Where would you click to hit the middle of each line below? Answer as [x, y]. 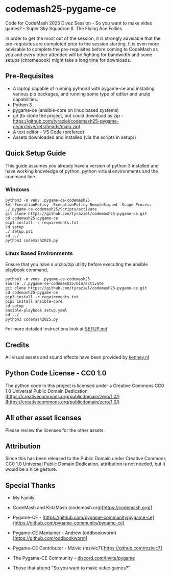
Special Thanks [30, 485]
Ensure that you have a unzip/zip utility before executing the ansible [77, 265]
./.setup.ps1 [19, 231]
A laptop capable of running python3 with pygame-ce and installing [83, 88]
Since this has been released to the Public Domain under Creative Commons [86, 459]
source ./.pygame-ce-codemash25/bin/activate [54, 284]
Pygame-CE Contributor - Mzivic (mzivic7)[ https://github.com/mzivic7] [87, 548]
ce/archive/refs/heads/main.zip [46, 126]
